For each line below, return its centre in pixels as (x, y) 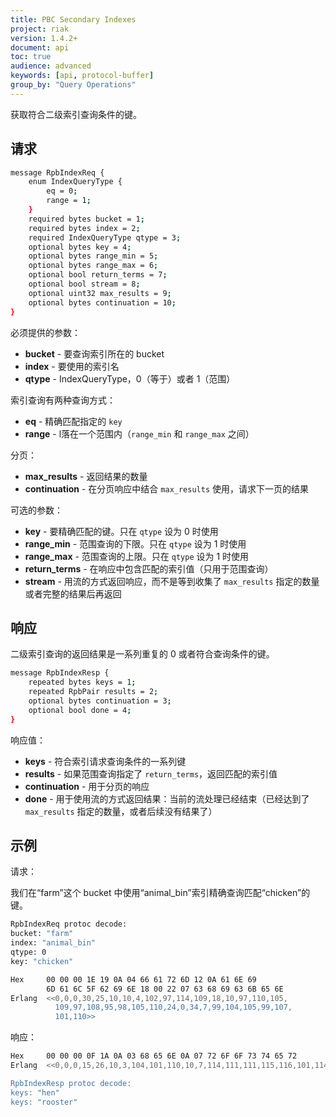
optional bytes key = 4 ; (80, 247)
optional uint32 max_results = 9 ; (100, 293)
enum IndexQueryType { (75, 182)
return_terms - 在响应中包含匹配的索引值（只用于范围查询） (149, 568)
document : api (40, 47)
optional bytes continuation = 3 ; (100, 701)
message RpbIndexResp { (60, 673)
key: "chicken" (42, 961)
